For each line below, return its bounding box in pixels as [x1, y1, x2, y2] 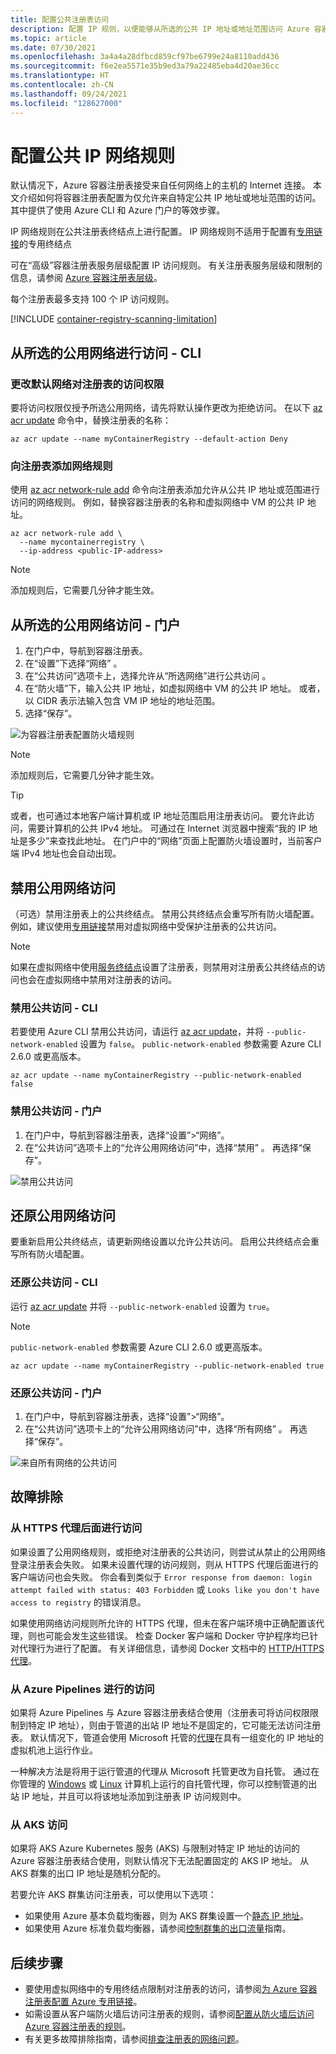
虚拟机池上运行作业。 [10, 1744, 98, 1756]
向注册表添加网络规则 [10, 459, 113, 473]
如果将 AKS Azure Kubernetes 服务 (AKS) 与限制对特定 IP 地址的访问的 [10, 1842, 300, 1855]
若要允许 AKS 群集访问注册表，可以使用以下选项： [10, 1889, 217, 1901]
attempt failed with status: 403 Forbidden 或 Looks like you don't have [10, 1583, 320, 1595]
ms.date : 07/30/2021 [10, 42, 97, 53]
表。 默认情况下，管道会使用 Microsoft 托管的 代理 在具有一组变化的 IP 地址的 [10, 1732, 324, 1744]
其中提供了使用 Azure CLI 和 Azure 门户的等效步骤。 [10, 204, 226, 216]
